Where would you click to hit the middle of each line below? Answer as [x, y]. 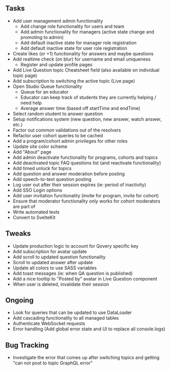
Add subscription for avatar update [50, 251]
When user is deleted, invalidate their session [61, 284]
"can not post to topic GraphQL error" [53, 363]
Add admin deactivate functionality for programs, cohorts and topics [85, 157]
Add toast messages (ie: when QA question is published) [73, 273]
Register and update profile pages [56, 64]
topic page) [25, 75]
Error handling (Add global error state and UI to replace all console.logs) [89, 329]
